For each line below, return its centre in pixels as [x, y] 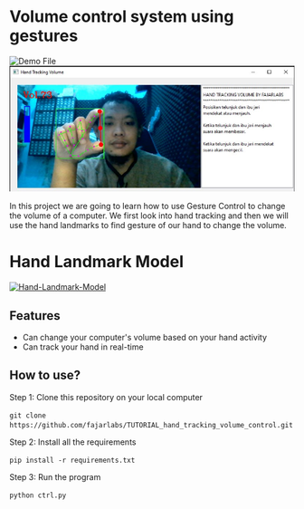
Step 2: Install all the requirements [73, 442]
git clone [28, 415]
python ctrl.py [38, 495]
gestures [44, 36]
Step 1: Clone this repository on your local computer [106, 397]
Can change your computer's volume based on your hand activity [145, 338]
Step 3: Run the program [55, 476]
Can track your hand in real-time [83, 347]
